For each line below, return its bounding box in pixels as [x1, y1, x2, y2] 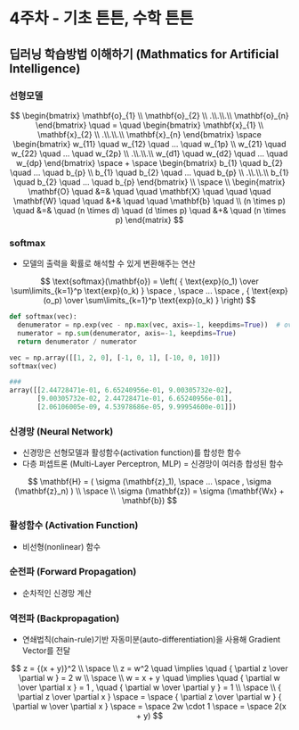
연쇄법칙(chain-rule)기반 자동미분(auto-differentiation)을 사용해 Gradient [21, 635, 281, 645]
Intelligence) [9, 61, 81, 76]
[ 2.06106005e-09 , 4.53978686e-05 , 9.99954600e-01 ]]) [36, 402, 238, 411]
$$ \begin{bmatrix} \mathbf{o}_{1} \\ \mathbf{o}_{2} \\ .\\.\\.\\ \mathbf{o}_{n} [10, 110, 289, 120]
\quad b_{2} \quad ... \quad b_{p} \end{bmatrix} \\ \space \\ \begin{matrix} [13, 176, 286, 187]
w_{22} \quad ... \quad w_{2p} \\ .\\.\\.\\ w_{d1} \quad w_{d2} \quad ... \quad [11, 148, 288, 159]
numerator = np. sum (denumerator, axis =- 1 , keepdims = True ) [17, 328, 238, 337]
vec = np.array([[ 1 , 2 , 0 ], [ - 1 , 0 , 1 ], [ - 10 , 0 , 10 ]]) [9, 353, 221, 362]
